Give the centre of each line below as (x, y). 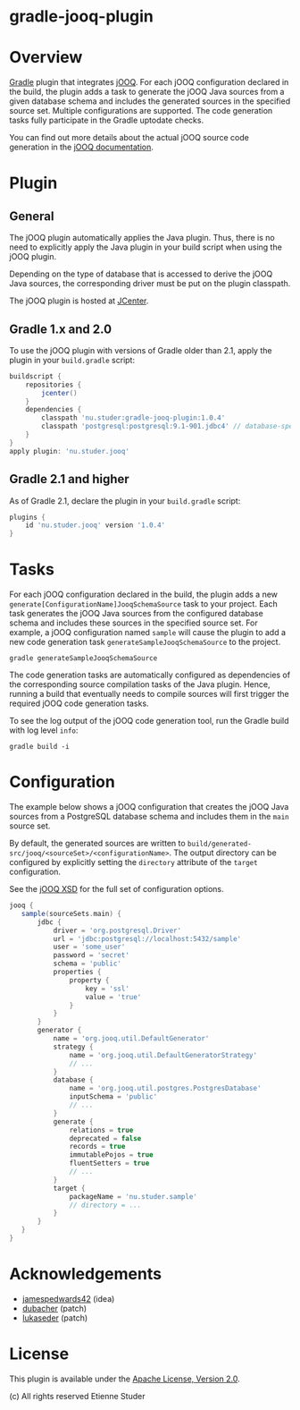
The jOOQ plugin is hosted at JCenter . (79, 301)
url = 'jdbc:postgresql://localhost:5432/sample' (147, 939)
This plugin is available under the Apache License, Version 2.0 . (125, 1379)
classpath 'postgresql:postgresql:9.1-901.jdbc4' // (142, 427)
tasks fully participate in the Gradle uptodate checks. (106, 120)
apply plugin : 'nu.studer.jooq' (69, 451)
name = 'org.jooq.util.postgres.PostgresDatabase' (165, 1089)
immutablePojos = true (111, 1155)
